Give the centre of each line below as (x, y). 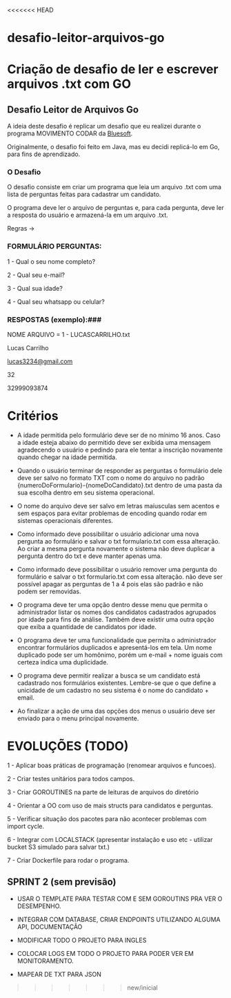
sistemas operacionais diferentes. (65, 521)
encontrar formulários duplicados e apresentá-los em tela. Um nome (114, 648)
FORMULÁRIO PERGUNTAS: (54, 247)
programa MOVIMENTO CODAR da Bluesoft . (70, 133)
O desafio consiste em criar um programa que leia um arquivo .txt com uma (114, 187)
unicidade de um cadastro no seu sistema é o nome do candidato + (113, 691)
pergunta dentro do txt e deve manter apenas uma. (89, 556)
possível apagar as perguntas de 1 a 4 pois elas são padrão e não (110, 584)
